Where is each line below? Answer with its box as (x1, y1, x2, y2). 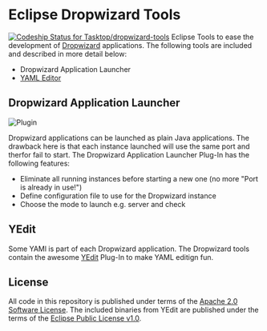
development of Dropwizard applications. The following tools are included (8, 40, 253, 50)
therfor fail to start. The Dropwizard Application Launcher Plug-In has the (8, 150, 250, 159)
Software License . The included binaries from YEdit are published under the (8, 305, 259, 315)
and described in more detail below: (8, 49, 127, 58)
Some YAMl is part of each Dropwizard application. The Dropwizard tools (8, 244, 250, 253)
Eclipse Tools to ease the (171, 32, 254, 42)
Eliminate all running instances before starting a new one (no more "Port (19, 173, 259, 183)
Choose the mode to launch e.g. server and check (19, 199, 186, 209)
